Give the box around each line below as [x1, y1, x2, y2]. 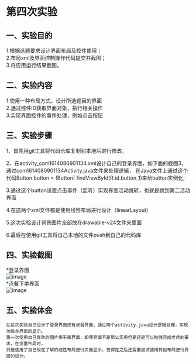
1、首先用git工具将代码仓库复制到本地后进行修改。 [6, 147, 128, 154]
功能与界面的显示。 [6, 328, 46, 334]
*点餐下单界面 [6, 280, 40, 287]
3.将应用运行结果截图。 [6, 62, 63, 68]
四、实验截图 [6, 250, 53, 260]
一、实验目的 [6, 30, 53, 40]
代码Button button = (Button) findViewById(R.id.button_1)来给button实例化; [6, 174, 185, 181]
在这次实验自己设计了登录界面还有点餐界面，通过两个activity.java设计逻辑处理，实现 [6, 322, 188, 328]
